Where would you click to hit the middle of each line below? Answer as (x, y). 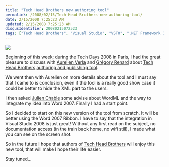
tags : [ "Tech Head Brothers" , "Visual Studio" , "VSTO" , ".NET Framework (83, 33)
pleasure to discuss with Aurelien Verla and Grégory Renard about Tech (79, 62)
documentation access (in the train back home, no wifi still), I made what (80, 129)
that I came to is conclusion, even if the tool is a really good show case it (80, 83)
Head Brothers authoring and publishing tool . (52, 68)
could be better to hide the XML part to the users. (57, 88)
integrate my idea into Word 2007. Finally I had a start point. (67, 103)
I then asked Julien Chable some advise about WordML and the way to (78, 98)
